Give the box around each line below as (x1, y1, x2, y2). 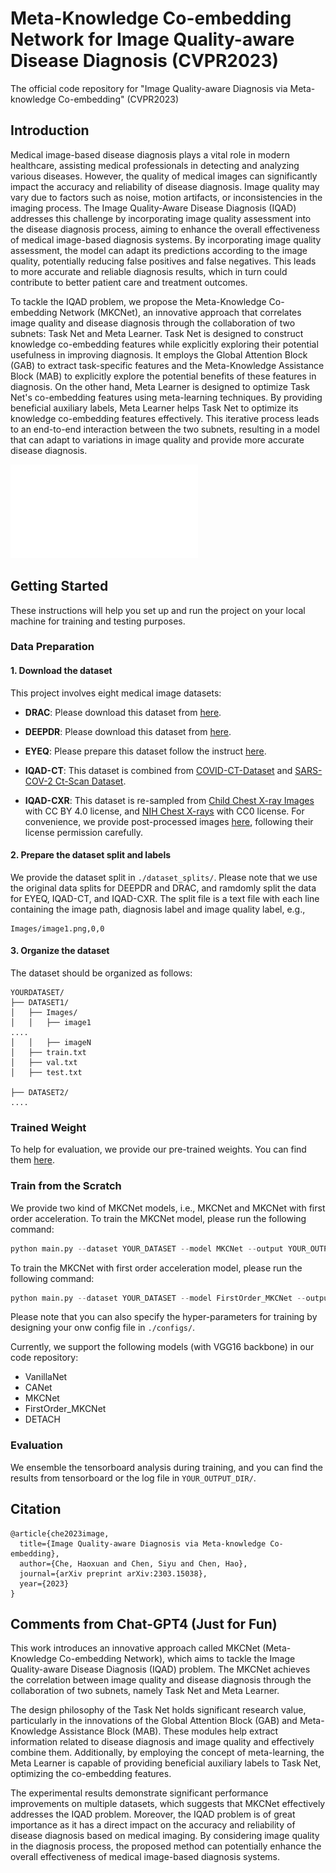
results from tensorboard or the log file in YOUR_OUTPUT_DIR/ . (10, 1472, 257, 1484)
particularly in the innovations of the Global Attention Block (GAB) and (10, 1715, 298, 1727)
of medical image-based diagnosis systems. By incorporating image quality (10, 233, 322, 246)
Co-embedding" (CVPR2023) (58, 93, 180, 105)
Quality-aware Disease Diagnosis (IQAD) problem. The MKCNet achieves (10, 1663, 311, 1676)
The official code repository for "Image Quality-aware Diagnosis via (10, 82, 288, 94)
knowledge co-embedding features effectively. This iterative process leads (10, 412, 320, 424)
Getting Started (10, 578, 109, 595)
